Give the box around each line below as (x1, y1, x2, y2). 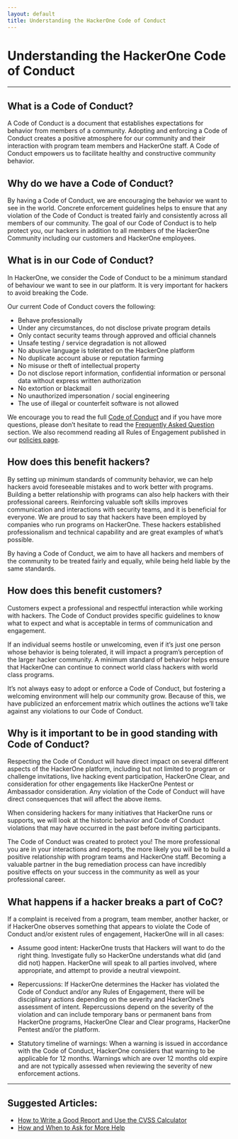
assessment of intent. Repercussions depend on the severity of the (17, 1003, 214, 1011)
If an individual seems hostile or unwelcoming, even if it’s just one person (7, 640, 221, 649)
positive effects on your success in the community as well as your (7, 868, 200, 876)
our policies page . (7, 435, 60, 444)
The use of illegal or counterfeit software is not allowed (17, 399, 179, 407)
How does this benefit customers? (7, 585, 163, 597)
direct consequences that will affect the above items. (7, 795, 162, 804)
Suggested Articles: (7, 1097, 98, 1109)
